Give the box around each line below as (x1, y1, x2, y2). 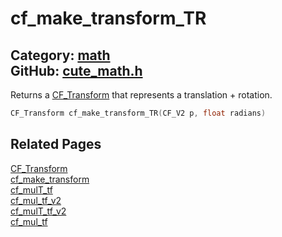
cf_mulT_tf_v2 (10, 205, 67, 217)
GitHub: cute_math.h (10, 62, 143, 79)
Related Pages (10, 136, 102, 153)
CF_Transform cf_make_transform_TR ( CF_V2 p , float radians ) (10, 108, 267, 118)
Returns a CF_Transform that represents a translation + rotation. (10, 89, 273, 101)
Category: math (10, 47, 111, 64)
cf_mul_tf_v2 (10, 194, 62, 206)
